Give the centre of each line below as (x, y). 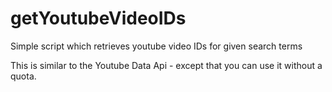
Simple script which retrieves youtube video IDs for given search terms (156, 46)
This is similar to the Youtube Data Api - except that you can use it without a (166, 65)
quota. (23, 76)
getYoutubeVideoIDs (98, 18)
